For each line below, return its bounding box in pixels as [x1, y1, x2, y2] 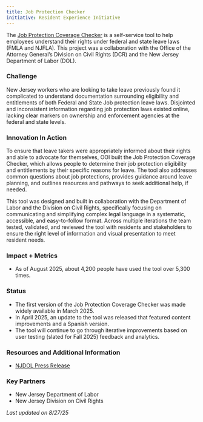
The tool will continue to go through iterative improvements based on [15, 326, 188, 334]
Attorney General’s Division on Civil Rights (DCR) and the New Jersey [6, 50, 179, 58]
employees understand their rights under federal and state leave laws [6, 38, 180, 45]
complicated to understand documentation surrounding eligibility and [6, 92, 179, 100]
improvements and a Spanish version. [15, 320, 110, 327]
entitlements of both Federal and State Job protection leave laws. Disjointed [6, 98, 196, 106]
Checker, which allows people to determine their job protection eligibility [6, 160, 187, 168]
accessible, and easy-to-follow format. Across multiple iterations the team [6, 217, 191, 225]
